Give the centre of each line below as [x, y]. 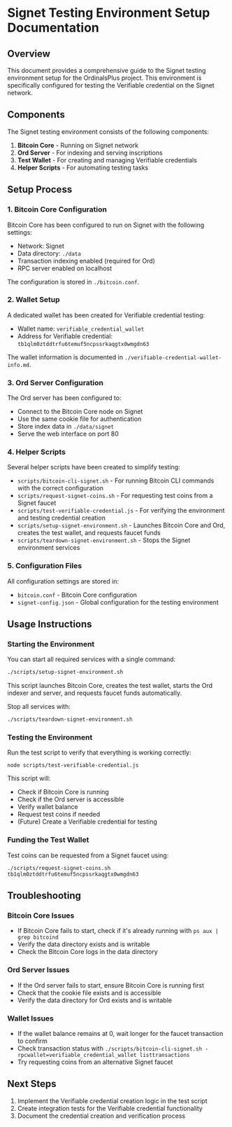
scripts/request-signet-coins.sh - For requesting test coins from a [115, 496]
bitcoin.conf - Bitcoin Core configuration [77, 595]
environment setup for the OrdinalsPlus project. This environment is [104, 78]
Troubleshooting [44, 896]
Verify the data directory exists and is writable [84, 944]
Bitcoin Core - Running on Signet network [78, 145]
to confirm [32, 1041]
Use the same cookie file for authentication [79, 419]
